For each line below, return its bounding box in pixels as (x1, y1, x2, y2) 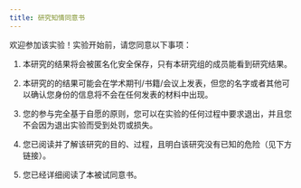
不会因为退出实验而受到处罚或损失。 (22, 119, 158, 130)
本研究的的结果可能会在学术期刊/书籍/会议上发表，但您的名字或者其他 (22, 78, 282, 89)
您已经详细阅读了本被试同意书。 (22, 169, 142, 180)
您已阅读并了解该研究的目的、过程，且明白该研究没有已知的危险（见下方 (22, 138, 292, 149)
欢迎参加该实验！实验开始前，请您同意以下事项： (9, 39, 192, 50)
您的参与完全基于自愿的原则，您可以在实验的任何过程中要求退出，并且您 (22, 108, 292, 118)
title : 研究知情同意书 (9, 13, 86, 23)
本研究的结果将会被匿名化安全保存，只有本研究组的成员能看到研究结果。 (22, 58, 292, 69)
